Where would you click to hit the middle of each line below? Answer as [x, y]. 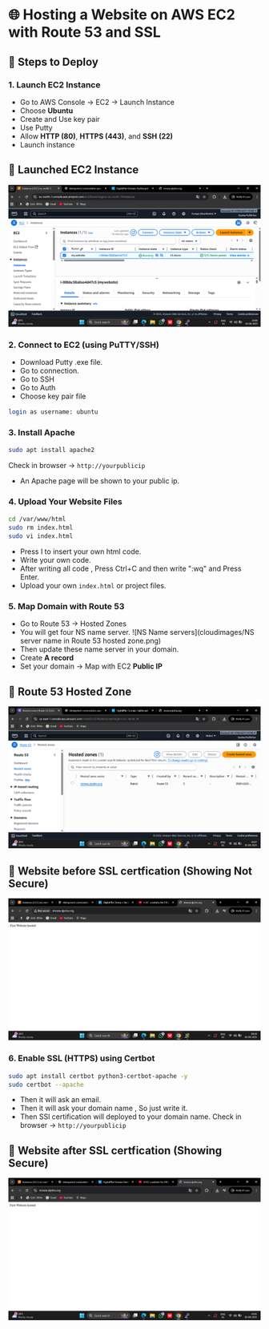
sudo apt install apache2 [51, 450]
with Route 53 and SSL [85, 32]
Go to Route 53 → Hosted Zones [73, 624]
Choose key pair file [53, 396]
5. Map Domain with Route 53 [66, 606]
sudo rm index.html [41, 528]
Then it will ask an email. [60, 1100]
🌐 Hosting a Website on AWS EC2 [122, 15]
